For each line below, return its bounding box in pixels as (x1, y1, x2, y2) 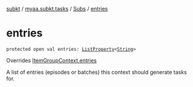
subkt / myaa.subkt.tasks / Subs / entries (6, 5, 109, 12)
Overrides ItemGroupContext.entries (6, 57, 97, 64)
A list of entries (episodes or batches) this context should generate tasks (6, 68, 187, 76)
